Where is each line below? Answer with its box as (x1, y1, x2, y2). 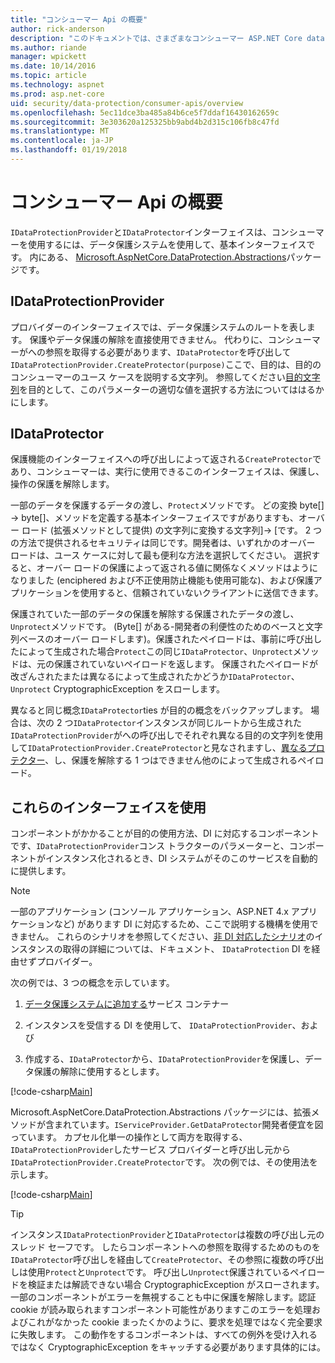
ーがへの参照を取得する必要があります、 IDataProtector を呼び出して (10, 346, 292, 358)
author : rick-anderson (10, 24, 105, 34)
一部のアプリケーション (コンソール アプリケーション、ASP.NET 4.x (10, 906, 289, 918)
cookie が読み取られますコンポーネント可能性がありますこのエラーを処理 (10, 1304, 312, 1316)
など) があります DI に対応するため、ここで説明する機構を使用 (53, 918, 310, 930)
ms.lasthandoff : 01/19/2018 (10, 145, 128, 155)
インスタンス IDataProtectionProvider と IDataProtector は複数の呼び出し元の (10, 1229, 325, 1241)
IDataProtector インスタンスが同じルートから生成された (73, 717, 303, 729)
